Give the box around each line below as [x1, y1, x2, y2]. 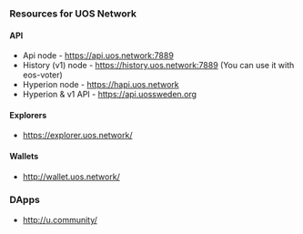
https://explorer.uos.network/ [22, 130, 133, 141]
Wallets [9, 150, 39, 161]
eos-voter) [22, 69, 64, 80]
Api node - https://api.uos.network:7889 [22, 50, 175, 61]
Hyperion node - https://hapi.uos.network [22, 79, 179, 90]
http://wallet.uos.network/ [22, 171, 120, 182]
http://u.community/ [22, 214, 98, 225]
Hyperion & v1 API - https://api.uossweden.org [22, 89, 197, 100]
